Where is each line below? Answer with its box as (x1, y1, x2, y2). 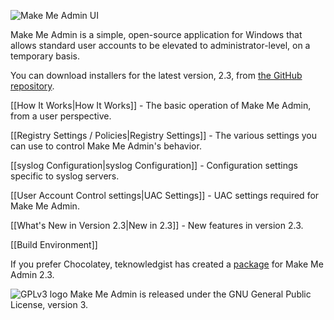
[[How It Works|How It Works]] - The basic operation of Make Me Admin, (10, 100, 312, 111)
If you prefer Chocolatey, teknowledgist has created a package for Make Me (10, 258, 324, 270)
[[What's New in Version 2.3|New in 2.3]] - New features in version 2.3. (10, 220, 304, 231)
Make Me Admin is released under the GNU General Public (69, 288, 312, 300)
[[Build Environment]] (10, 239, 98, 250)
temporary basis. (10, 50, 81, 62)
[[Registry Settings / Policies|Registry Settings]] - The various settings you (10, 130, 318, 141)
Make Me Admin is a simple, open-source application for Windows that (10, 29, 303, 40)
